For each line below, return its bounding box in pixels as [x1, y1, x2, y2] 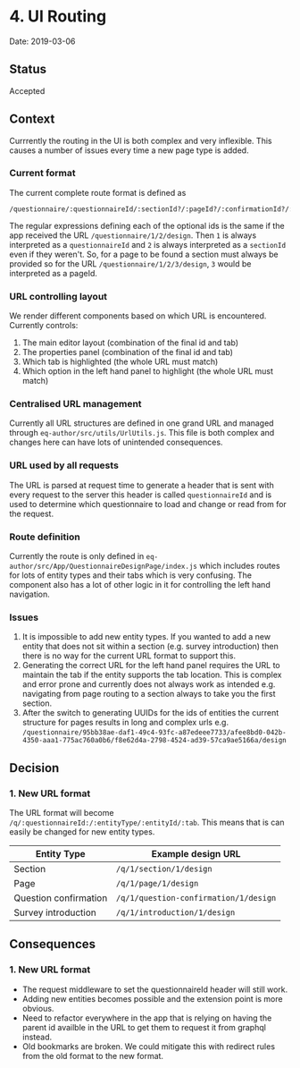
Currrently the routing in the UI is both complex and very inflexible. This [9, 135, 272, 146]
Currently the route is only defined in [9, 551, 145, 562]
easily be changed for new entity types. [9, 826, 155, 837]
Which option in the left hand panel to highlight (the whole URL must [21, 366, 274, 377]
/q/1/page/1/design [115, 878, 199, 889]
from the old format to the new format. [21, 1050, 163, 1061]
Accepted [9, 85, 46, 96]
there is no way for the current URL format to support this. [21, 650, 237, 661]
